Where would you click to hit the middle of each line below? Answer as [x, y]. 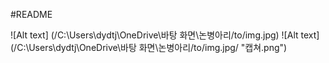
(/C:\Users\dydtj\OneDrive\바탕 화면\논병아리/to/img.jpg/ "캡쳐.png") [149, 47]
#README [31, 14]
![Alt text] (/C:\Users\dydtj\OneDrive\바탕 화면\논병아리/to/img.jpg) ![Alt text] [165, 35]
